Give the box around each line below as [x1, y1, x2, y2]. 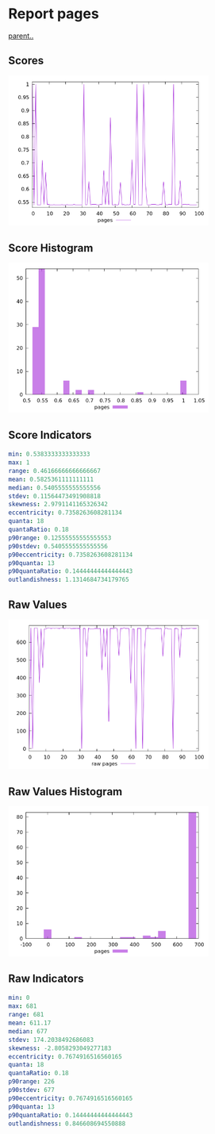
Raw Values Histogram [8, 785, 123, 798]
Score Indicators [8, 428, 92, 441]
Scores [8, 54, 44, 67]
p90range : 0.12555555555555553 [8, 533, 112, 542]
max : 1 [8, 459, 30, 467]
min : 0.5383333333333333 [8, 450, 90, 459]
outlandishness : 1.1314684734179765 [8, 576, 129, 584]
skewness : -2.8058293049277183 [8, 1044, 112, 1052]
